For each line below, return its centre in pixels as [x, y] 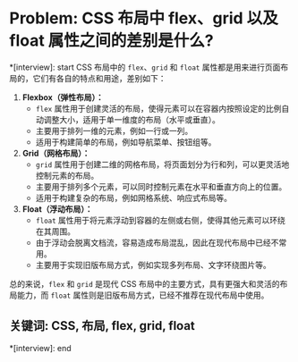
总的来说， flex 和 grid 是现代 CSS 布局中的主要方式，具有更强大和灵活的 [145, 283]
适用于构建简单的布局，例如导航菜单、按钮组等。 [126, 142]
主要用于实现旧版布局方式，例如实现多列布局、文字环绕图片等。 [153, 265]
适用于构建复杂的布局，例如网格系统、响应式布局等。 [134, 198]
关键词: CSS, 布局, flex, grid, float [102, 326]
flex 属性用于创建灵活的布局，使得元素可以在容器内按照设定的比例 [158, 108]
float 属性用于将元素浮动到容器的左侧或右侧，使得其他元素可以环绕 [161, 220]
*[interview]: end [40, 348]
